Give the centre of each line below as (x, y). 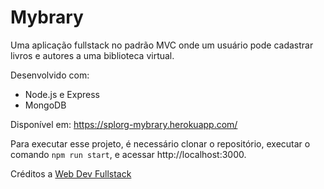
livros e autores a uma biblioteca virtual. (92, 55)
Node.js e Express (62, 94)
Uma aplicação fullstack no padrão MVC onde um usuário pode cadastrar (162, 45)
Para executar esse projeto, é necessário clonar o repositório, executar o (160, 143)
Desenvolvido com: (50, 75)
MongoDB (45, 105)
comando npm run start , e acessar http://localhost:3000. (128, 154)
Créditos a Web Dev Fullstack (71, 173)
